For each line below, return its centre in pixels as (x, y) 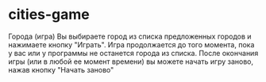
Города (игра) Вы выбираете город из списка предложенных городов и (130, 36)
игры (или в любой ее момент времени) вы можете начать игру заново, (131, 61)
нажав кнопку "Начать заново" (61, 69)
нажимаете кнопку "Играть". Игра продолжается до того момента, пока (131, 44)
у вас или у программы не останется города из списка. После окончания (133, 53)
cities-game (49, 15)
